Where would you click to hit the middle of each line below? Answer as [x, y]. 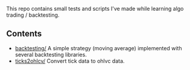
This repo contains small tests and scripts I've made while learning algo [95, 9]
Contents [24, 34]
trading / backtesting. [33, 15]
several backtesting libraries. [51, 54]
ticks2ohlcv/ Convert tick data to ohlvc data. [70, 61]
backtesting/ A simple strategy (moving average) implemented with [98, 48]
